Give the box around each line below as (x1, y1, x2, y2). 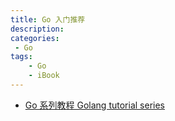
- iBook (28, 71, 60, 81)
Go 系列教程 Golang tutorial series (24, 99, 165, 111)
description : (10, 24, 65, 34)
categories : (10, 33, 60, 43)
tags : (10, 52, 33, 62)
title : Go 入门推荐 (10, 14, 86, 25)
